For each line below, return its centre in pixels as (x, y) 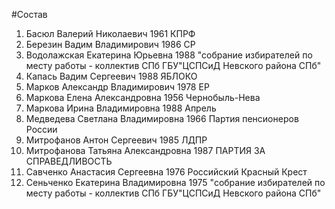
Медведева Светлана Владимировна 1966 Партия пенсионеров (162, 118)
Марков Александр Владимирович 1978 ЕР (117, 87)
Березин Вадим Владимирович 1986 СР (110, 44)
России (41, 129)
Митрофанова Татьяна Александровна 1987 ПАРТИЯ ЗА (145, 150)
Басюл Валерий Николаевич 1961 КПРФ (110, 33)
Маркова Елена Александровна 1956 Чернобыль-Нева (143, 97)
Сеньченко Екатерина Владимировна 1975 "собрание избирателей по (175, 182)
